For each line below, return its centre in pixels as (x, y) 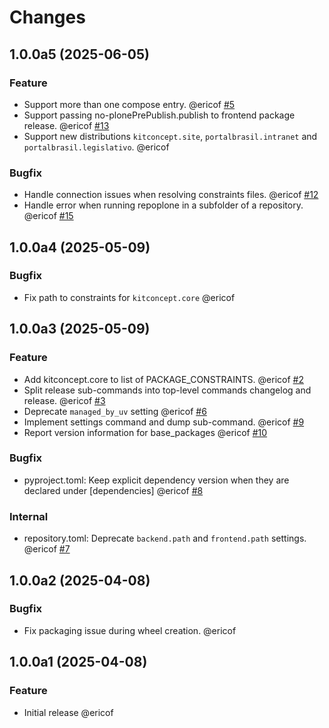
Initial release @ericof (68, 712)
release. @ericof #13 (66, 125)
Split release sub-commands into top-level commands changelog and (167, 390)
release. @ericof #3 (64, 400)
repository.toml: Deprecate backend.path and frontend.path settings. (165, 538)
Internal (29, 516)
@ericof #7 (47, 549)
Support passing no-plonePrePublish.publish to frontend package (159, 115)
